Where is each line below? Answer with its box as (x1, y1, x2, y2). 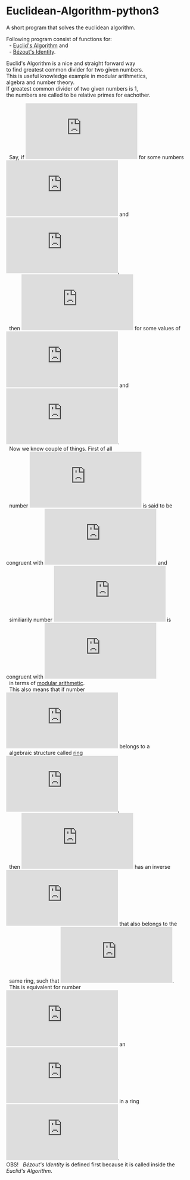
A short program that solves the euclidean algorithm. (6, 24, 136, 31)
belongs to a (119, 742, 150, 749)
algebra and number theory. (6, 79, 75, 86)
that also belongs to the (119, 920, 177, 927)
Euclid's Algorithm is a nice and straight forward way (6, 60, 136, 67)
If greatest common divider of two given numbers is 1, (6, 85, 139, 92)
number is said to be (8, 502, 173, 509)
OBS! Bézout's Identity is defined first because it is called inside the (6, 1161, 175, 1168)
